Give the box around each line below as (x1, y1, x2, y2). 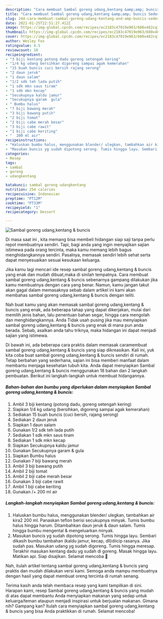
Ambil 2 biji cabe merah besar (12, 474, 72, 479)
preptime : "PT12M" (5, 196, 43, 201)
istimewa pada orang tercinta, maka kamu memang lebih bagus (5, 247, 132, 253)
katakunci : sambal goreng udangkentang (5, 183, 86, 188)
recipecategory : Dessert (5, 209, 56, 215)
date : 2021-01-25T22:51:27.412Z (5, 20, 71, 26)
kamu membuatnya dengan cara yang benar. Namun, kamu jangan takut (5, 282, 149, 288)
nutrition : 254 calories (5, 187, 56, 192)
